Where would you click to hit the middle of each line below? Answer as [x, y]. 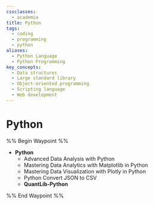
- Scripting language [38, 89]
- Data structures [35, 73]
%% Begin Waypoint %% [37, 141]
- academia [25, 17]
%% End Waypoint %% [35, 195]
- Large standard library [44, 78]
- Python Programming [38, 61]
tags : [13, 28]
